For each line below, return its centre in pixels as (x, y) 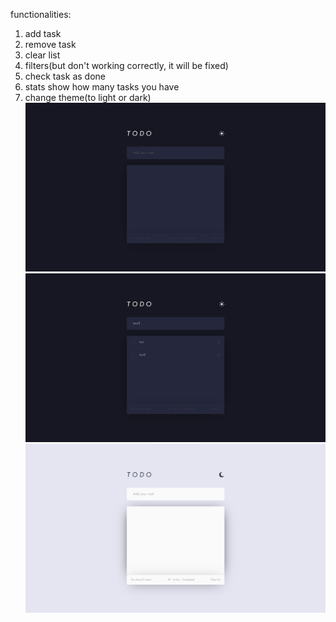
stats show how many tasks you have (102, 87)
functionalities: (41, 14)
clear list (42, 55)
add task (43, 33)
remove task (50, 44)
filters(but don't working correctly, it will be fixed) (126, 65)
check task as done (65, 76)
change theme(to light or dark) (88, 97)
